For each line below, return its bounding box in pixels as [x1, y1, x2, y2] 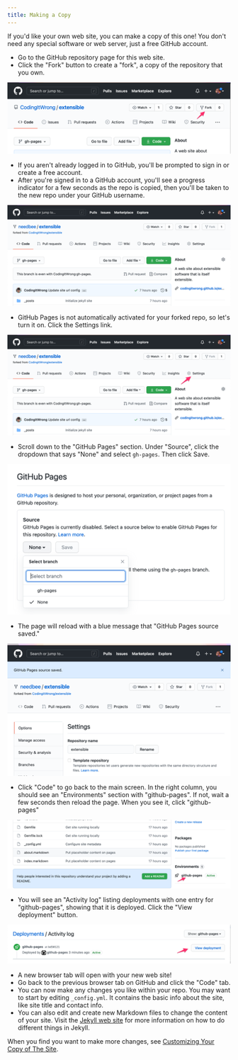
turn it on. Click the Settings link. [17, 320, 113, 329]
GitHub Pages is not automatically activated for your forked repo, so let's [17, 312, 230, 322]
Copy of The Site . [7, 1045, 59, 1054]
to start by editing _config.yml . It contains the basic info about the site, [17, 993, 225, 1002]
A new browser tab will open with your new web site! [17, 971, 172, 979]
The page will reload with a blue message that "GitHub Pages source [17, 622, 219, 631]
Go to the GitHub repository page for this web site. [17, 53, 165, 62]
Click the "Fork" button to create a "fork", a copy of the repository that [17, 60, 223, 69]
